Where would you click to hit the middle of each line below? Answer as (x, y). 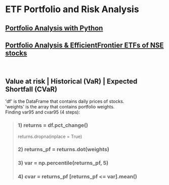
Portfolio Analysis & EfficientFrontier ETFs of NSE (85, 45)
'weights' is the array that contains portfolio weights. (60, 107)
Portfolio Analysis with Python (54, 28)
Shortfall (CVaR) (31, 89)
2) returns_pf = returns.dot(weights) (64, 150)
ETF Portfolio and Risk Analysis (72, 9)
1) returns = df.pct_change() (53, 125)
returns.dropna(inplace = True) (50, 136)
